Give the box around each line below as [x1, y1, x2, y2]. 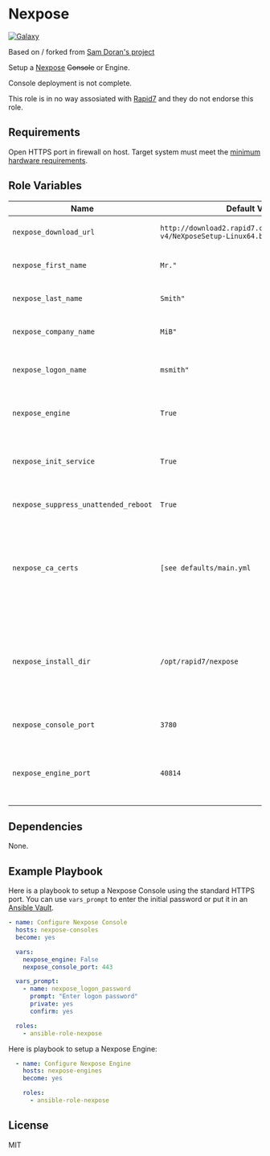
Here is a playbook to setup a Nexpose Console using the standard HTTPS [8, 886, 256, 895]
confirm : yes [29, 1007, 74, 1015]
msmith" [160, 365, 190, 374]
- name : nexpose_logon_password [22, 985, 131, 994]
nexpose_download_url [12, 227, 95, 237]
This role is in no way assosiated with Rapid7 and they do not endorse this [8, 93, 254, 103]
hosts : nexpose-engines [22, 1067, 103, 1075]
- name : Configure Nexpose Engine [15, 1059, 131, 1068]
